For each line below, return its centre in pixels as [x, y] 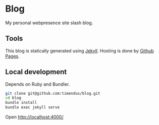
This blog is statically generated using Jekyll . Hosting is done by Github [79, 50]
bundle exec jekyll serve [32, 107]
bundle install [21, 103]
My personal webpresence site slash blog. [49, 23]
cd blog [13, 98]
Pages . [12, 56]
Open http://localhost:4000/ [35, 117]
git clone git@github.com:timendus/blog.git [53, 93]
